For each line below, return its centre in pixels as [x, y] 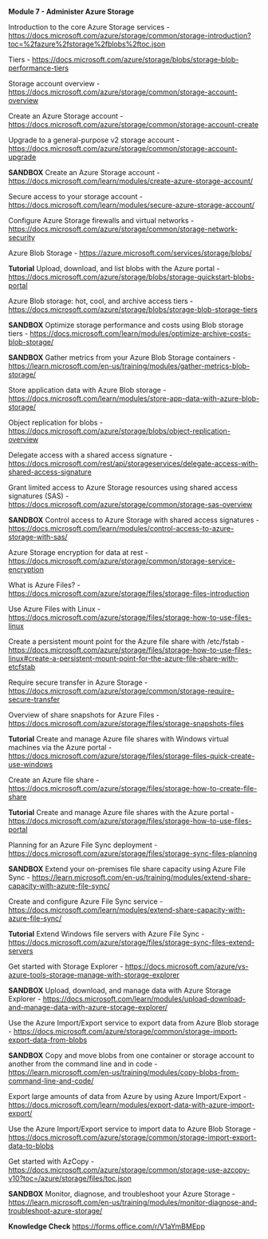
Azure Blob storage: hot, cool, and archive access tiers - [101, 301]
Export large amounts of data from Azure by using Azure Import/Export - [128, 1096]
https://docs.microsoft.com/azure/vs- [187, 966]
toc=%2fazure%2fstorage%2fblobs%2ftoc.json [87, 44]
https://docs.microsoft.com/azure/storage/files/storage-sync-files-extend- [132, 942]
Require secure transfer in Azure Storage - [78, 682]
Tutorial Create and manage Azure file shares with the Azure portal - [121, 812]
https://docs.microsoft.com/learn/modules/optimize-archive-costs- [140, 334]
